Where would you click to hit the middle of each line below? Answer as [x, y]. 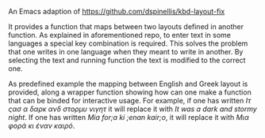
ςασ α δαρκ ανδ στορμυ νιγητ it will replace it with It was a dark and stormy [133, 109]
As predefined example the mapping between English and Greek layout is [128, 84]
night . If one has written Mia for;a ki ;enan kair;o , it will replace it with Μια [129, 117]
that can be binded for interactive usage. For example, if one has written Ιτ [130, 101]
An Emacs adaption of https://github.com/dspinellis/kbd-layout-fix [117, 11]
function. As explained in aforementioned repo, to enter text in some [120, 35]
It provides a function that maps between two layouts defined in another [126, 26]
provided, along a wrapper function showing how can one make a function [130, 92]
